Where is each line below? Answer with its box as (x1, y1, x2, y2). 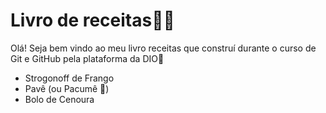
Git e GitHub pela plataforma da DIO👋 (10, 52, 165, 64)
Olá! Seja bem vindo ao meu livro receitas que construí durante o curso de (10, 42, 317, 54)
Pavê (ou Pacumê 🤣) (24, 82, 110, 94)
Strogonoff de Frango (24, 72, 115, 84)
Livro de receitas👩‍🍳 (10, 9, 175, 32)
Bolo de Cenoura (24, 93, 95, 105)
